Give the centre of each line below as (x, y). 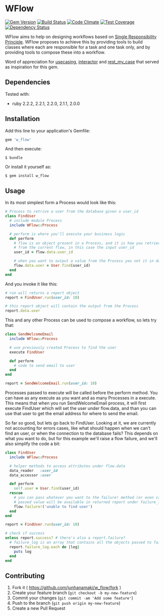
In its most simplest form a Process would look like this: (61, 203)
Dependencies (28, 82)
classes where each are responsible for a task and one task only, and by (78, 47)
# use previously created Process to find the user (63, 347)
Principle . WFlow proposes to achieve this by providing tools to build (74, 42)
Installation (22, 119)
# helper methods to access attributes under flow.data (67, 466)
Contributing (25, 576)
